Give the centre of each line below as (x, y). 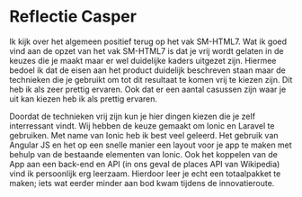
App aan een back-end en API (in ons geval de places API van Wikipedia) (145, 164)
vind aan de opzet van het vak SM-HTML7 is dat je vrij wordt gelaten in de (147, 50)
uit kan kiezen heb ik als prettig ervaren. (84, 98)
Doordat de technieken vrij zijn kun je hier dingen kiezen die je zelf (133, 116)
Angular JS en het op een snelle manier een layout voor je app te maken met (151, 145)
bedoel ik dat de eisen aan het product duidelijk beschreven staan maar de (147, 70)
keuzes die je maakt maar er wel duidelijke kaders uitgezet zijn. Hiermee (143, 60)
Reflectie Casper (73, 17)
